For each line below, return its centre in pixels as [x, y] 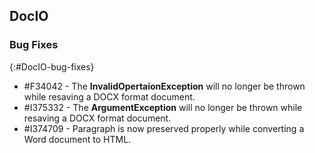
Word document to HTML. [77, 139]
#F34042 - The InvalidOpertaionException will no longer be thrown [164, 86]
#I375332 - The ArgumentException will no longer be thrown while [163, 107]
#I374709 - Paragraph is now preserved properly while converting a [164, 128]
